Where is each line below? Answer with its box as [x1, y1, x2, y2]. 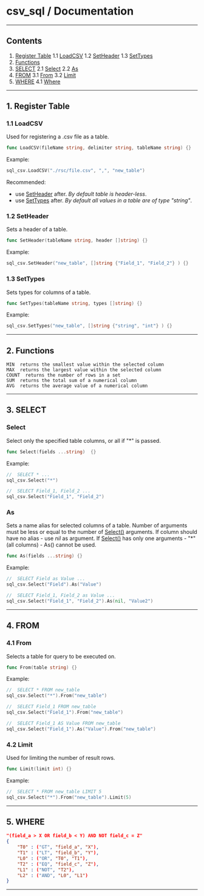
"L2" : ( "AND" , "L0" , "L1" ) [17, 872, 88, 878]
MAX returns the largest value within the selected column [6, 367, 162, 373]
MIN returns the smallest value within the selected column [6, 361, 165, 368]
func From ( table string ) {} [6, 664, 78, 671]
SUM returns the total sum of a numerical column [6, 378, 137, 384]
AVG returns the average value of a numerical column [6, 383, 148, 389]
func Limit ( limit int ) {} [6, 765, 72, 772]
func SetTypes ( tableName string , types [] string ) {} [6, 300, 143, 306]
